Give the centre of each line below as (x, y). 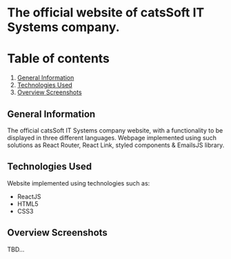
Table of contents (59, 59)
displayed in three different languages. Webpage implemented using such (112, 137)
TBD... (16, 249)
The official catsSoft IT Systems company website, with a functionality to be (115, 130)
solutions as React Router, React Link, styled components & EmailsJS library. (116, 145)
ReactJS (29, 196)
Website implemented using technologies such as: (79, 183)
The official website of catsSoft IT (106, 13)
